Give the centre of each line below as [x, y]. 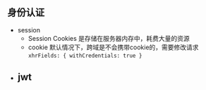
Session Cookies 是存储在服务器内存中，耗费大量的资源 [109, 38]
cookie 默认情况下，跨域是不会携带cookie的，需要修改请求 [113, 47]
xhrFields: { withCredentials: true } [85, 56]
